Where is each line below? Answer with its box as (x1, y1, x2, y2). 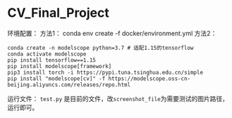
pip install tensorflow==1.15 (7, 56, 97, 64)
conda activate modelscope (7, 51, 87, 58)
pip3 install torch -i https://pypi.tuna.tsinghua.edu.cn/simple (7, 69, 203, 76)
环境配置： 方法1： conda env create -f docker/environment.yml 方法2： (7, 29, 217, 37)
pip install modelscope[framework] (7, 63, 112, 70)
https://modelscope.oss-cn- (108, 75, 191, 82)
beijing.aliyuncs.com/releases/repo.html (7, 81, 131, 88)
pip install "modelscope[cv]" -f (7, 75, 106, 82)
